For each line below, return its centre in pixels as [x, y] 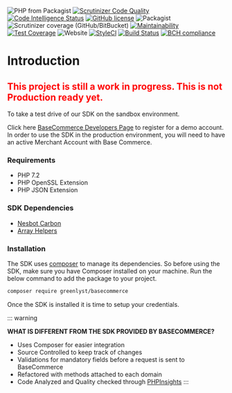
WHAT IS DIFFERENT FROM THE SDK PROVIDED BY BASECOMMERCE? [111, 331]
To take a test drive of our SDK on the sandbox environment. [93, 114]
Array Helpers [37, 231]
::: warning [23, 318]
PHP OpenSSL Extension [53, 183]
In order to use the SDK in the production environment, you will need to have [116, 135]
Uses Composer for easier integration [71, 344]
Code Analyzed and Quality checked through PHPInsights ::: [103, 381]
